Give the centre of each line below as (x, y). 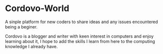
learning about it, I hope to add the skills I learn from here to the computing (80, 41)
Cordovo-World (37, 8)
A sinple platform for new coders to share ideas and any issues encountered (81, 22)
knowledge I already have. (31, 46)
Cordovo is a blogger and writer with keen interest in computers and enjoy (80, 36)
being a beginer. (21, 27)
